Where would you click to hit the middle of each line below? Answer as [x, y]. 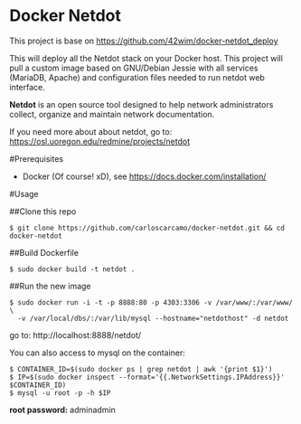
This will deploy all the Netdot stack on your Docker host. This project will [146, 58]
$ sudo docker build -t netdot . [72, 269]
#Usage [24, 193]
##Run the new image [51, 286]
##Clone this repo [43, 211]
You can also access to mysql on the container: [97, 353]
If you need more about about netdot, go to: [91, 131]
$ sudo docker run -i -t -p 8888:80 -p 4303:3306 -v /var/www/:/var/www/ [151, 302]
